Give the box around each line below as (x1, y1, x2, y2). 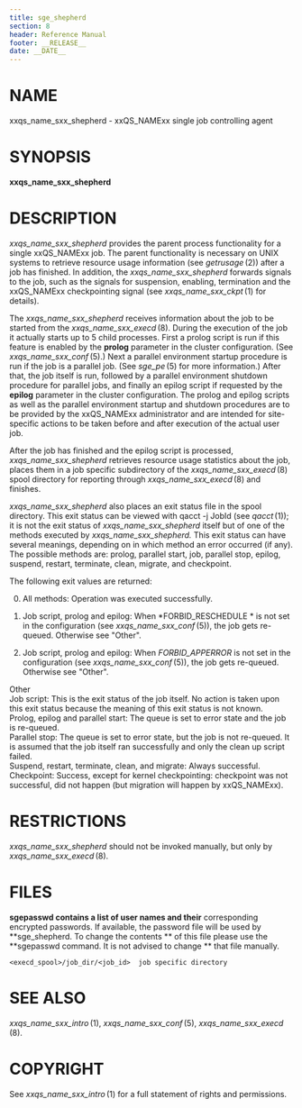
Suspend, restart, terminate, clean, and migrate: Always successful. (9, 760, 261, 771)
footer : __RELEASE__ (9, 38, 87, 48)
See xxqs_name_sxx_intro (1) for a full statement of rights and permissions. (9, 1088, 287, 1099)
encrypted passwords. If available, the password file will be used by (9, 921, 261, 932)
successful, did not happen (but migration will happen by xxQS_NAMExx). (9, 779, 284, 790)
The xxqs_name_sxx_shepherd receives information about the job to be (9, 313, 275, 323)
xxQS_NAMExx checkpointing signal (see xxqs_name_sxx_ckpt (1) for (9, 286, 267, 296)
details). (9, 295, 40, 306)
